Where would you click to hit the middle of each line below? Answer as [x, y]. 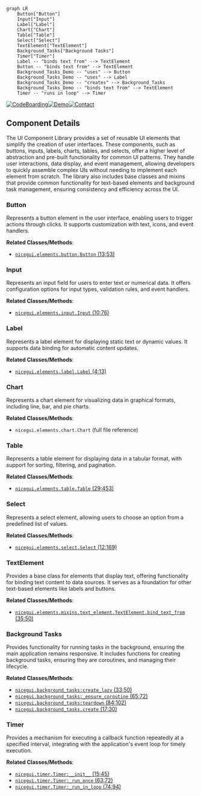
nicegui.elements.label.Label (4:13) [60, 371]
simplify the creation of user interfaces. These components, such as [91, 144]
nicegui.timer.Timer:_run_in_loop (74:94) [68, 787]
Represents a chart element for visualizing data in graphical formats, [91, 400]
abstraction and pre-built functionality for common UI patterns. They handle [100, 157]
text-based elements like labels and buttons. [61, 588]
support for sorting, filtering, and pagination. [61, 465]
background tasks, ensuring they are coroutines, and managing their [91, 660]
